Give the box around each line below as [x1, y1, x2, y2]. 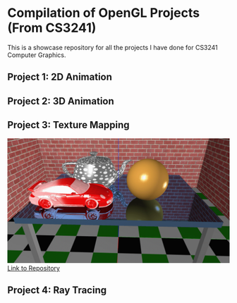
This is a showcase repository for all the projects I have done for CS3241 [7, 43, 219, 51]
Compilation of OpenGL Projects [7, 5, 200, 21]
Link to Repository [7, 264, 60, 273]
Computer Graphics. [7, 51, 66, 59]
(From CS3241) [7, 20, 97, 36]
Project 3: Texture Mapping [7, 119, 130, 131]
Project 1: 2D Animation [7, 71, 113, 83]
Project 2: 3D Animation [7, 95, 114, 107]
